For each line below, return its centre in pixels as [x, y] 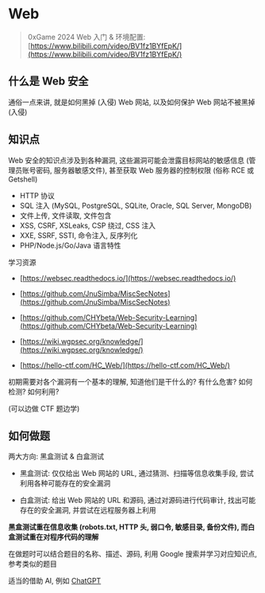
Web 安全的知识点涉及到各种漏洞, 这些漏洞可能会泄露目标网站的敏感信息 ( [129, 160]
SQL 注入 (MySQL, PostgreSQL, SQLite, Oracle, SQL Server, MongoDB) [136, 205]
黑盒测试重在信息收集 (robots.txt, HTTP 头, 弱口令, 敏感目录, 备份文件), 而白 [132, 527]
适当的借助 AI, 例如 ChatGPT [55, 581]
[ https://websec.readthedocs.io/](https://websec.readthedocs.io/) [128, 278]
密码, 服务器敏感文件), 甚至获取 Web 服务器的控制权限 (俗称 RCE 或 [145, 170]
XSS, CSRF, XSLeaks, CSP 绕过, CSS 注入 [88, 225]
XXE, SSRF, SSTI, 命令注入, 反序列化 [79, 235]
